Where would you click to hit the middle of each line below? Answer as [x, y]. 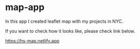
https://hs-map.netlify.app [32, 41]
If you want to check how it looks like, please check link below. [70, 31]
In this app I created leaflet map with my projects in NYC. [64, 21]
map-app [25, 7]
